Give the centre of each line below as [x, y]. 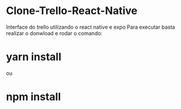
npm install [34, 97]
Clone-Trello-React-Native [72, 11]
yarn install [34, 57]
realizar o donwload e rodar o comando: [54, 33]
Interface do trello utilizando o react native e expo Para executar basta [90, 27]
